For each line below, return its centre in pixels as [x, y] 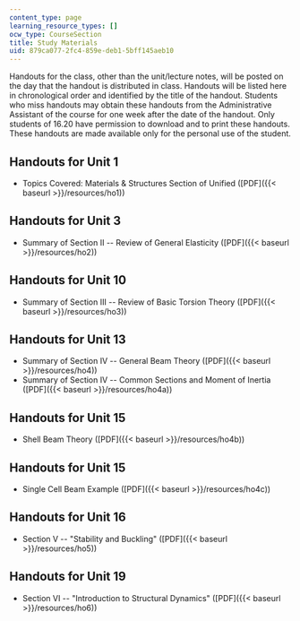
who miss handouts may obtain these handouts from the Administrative [141, 105]
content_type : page [46, 17]
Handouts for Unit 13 [68, 339]
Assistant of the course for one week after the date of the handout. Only [142, 115]
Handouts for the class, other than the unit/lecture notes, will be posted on [146, 76]
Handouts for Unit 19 [68, 577]
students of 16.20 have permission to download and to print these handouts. [150, 124]
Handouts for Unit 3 [65, 221]
